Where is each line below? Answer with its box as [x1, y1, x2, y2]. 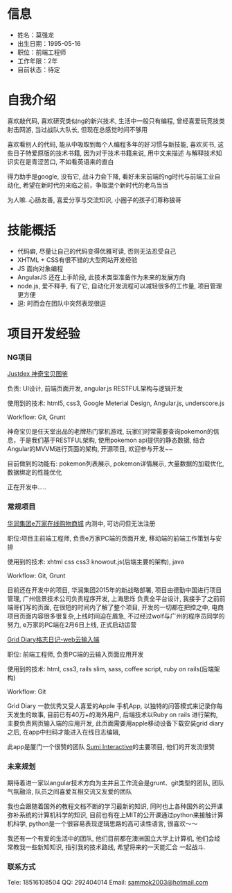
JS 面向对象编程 [17, 264, 64, 272]
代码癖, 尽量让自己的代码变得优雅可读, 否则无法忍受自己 [17, 247, 177, 255]
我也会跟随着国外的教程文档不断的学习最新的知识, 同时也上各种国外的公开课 [7, 802, 223, 810]
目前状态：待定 [17, 65, 60, 74]
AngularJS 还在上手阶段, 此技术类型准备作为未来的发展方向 [17, 272, 186, 281]
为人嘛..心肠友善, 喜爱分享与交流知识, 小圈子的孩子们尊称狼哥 [7, 195, 182, 204]
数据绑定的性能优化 [7, 468, 62, 477]
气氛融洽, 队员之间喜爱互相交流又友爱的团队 [7, 787, 132, 796]
